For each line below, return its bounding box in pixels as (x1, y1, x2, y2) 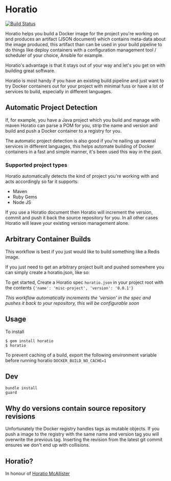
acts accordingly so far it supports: (5, 178, 79, 185)
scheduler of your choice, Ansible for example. (5, 52, 104, 58)
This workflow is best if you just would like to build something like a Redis (5, 248, 160, 255)
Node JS (12, 199, 32, 205)
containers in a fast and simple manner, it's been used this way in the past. (5, 149, 162, 155)
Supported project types (5, 161, 67, 169)
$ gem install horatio (5, 338, 54, 344)
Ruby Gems (12, 194, 37, 200)
